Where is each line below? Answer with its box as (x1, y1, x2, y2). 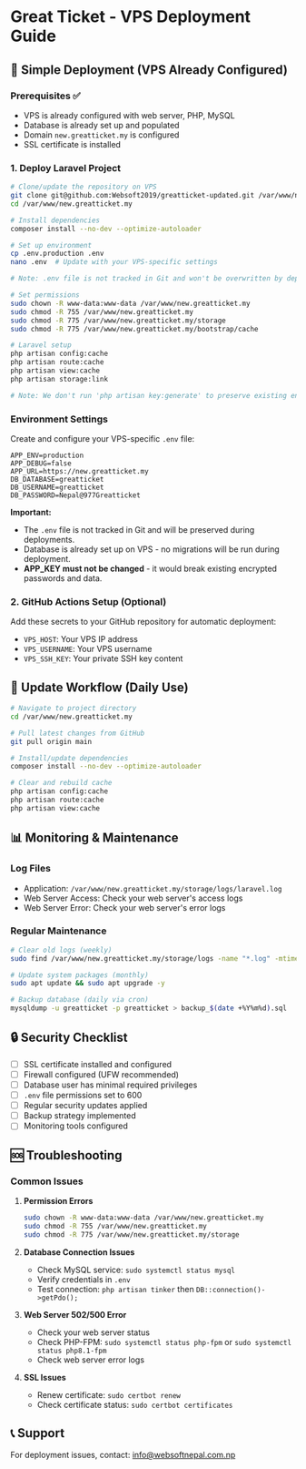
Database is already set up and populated (23, 119, 180, 130)
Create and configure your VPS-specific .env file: (10, 433, 195, 444)
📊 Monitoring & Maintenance (10, 831, 180, 846)
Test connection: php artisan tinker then (36, 1283, 194, 1294)
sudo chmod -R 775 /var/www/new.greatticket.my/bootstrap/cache (10, 324, 259, 333)
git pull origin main (10, 737, 93, 746)
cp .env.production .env (10, 249, 104, 259)
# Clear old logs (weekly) (10, 945, 113, 954)
